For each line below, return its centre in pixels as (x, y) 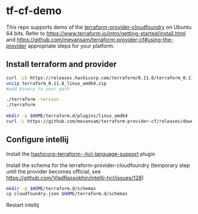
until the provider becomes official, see (54, 171)
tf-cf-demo (34, 11)
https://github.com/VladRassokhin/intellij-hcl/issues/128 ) (75, 178)
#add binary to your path (38, 89)
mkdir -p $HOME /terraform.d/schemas (51, 188)
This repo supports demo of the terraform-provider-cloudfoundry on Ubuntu (99, 27)
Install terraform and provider (61, 64)
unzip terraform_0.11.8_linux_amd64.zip (57, 83)
